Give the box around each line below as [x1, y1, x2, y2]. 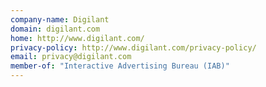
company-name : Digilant [10, 14, 110, 25]
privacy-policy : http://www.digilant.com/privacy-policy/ [10, 42, 257, 53]
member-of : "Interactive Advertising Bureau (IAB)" [10, 61, 230, 71]
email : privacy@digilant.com [10, 52, 132, 62]
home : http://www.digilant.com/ [10, 33, 145, 43]
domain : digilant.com [10, 24, 101, 34]
